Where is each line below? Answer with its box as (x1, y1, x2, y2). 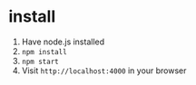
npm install (21, 47, 67, 56)
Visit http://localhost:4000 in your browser (21, 65, 187, 76)
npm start (21, 57, 60, 66)
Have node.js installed (21, 36, 105, 47)
